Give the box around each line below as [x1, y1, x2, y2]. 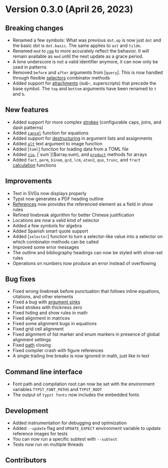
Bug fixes [5, 275, 36, 284]
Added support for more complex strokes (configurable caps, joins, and [12, 119, 161, 125]
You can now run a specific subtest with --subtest [12, 436, 118, 442]
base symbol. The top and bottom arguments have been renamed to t [12, 86, 157, 92]
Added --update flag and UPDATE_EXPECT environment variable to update [12, 425, 161, 432]
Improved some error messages [12, 244, 79, 250]
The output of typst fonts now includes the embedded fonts [12, 392, 140, 398]
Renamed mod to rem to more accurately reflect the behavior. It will [12, 48, 149, 54]
